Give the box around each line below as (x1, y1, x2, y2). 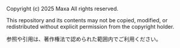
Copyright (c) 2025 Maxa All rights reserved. (6, 5, 119, 12)
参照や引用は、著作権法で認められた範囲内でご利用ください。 (6, 35, 162, 43)
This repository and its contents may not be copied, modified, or (6, 17, 168, 23)
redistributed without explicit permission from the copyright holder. (6, 23, 175, 30)
